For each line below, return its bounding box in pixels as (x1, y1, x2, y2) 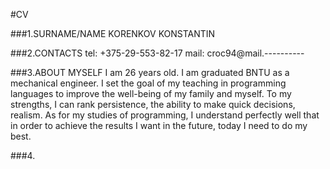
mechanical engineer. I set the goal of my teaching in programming (10, 77, 287, 89)
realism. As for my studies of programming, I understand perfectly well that (10, 109, 320, 121)
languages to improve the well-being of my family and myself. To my (10, 88, 292, 99)
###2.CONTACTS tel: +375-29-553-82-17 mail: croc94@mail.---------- (10, 47, 305, 59)
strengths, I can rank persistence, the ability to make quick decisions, (10, 99, 296, 110)
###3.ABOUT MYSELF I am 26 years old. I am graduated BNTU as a (10, 67, 290, 78)
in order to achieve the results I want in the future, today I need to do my (10, 120, 308, 131)
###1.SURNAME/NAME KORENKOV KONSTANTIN (10, 28, 216, 39)
